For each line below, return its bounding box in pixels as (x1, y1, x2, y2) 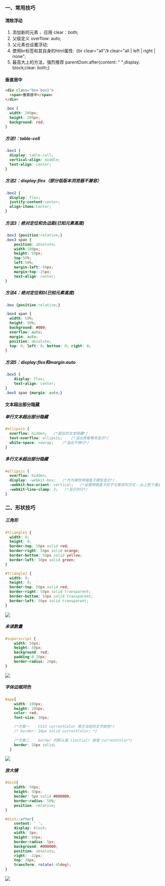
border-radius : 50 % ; (14, 798, 56, 803)
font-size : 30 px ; (14, 715, 50, 720)
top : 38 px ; (14, 858, 36, 863)
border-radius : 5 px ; (14, 839, 56, 844)
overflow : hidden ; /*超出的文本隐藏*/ (9, 431, 88, 436)
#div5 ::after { (5, 817, 34, 821)
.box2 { (5, 191, 21, 196)
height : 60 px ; (14, 835, 43, 840)
